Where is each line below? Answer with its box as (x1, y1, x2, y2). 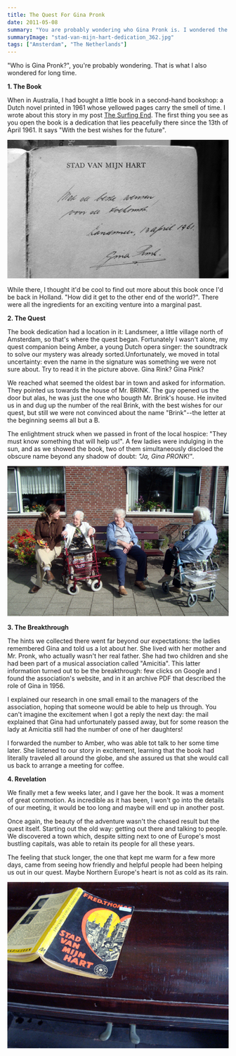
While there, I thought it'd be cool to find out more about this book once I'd (7, 285, 223, 293)
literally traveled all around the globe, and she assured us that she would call (7, 753, 229, 763)
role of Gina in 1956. (7, 682, 65, 690)
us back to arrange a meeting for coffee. (7, 761, 124, 770)
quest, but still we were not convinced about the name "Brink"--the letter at (7, 408, 226, 416)
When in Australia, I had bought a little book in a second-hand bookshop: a (7, 96, 223, 105)
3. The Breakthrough (7, 623, 69, 632)
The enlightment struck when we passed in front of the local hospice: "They (7, 429, 228, 438)
